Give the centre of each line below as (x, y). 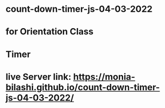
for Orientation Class (50, 32)
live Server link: (39, 77)
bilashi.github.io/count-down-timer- (83, 87)
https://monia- (104, 77)
